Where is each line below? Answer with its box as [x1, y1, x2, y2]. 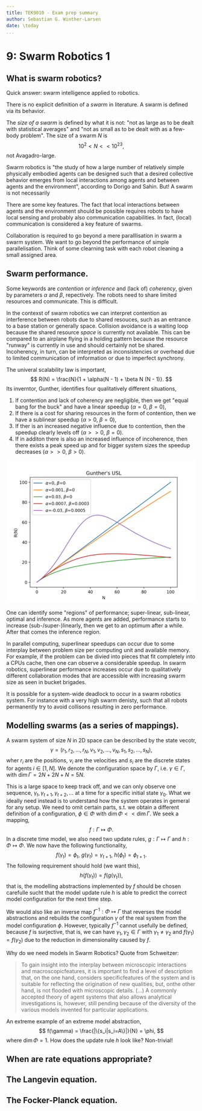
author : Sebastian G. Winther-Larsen [6, 16, 101, 22]
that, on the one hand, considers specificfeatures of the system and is [21, 974, 195, 981]
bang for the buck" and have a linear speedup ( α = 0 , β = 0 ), [14, 403, 167, 410]
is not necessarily [6, 189, 50, 196]
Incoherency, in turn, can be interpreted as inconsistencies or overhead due [6, 348, 195, 355]
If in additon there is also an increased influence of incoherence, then [14, 435, 188, 442]
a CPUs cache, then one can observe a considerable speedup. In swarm [6, 659, 186, 666]
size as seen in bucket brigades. [6, 678, 86, 685]
